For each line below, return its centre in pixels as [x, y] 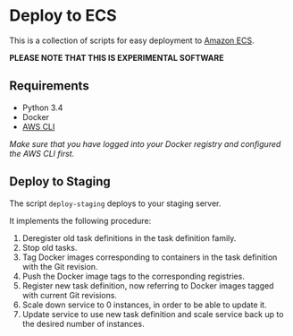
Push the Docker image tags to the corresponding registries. [134, 276]
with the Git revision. [60, 266]
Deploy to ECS [63, 16]
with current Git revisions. [70, 295]
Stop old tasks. [50, 247]
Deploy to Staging [60, 181]
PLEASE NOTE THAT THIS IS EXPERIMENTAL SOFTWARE [117, 57]
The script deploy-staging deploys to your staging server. [115, 203]
